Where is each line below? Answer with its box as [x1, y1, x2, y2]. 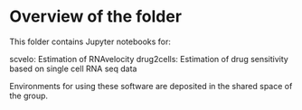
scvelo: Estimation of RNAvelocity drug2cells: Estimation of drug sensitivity [9, 53, 289, 64]
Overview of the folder [9, 6, 183, 27]
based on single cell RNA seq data [9, 63, 137, 74]
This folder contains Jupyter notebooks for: [9, 36, 172, 47]
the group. [9, 90, 48, 101]
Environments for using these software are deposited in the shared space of [9, 80, 293, 91]
